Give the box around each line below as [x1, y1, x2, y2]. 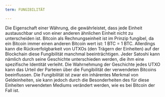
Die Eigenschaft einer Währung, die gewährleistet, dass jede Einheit [5, 25, 142, 31]
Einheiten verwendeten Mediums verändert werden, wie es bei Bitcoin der [5, 82, 155, 88]
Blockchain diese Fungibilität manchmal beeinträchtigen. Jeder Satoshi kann [5, 51, 160, 57]
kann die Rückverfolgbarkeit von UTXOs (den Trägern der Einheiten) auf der [5, 46, 160, 51]
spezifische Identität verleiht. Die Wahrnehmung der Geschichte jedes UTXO [5, 61, 161, 67]
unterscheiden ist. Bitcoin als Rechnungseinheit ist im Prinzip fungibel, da [5, 35, 154, 41]
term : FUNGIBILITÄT [5, 7, 45, 12]
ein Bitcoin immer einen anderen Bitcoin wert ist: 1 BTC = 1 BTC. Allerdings [5, 40, 155, 47]
